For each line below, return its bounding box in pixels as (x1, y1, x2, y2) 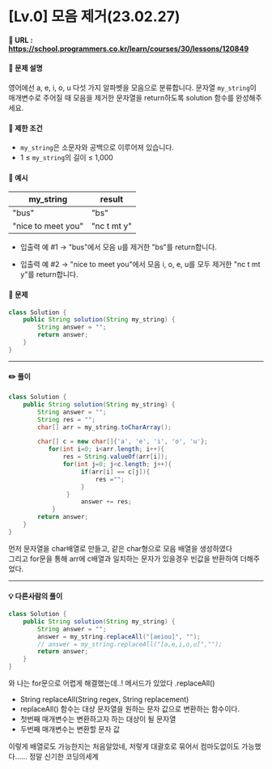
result (100, 193, 124, 205)
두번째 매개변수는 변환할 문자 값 (19, 724, 120, 733)
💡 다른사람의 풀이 (8, 592, 63, 601)
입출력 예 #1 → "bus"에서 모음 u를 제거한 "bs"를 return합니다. (19, 242, 217, 252)
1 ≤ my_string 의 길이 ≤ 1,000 (19, 153, 113, 163)
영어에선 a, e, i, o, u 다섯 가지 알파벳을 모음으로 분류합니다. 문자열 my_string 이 (8, 83, 257, 92)
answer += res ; (80, 498, 132, 506)
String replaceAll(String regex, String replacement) (19, 695, 189, 704)
